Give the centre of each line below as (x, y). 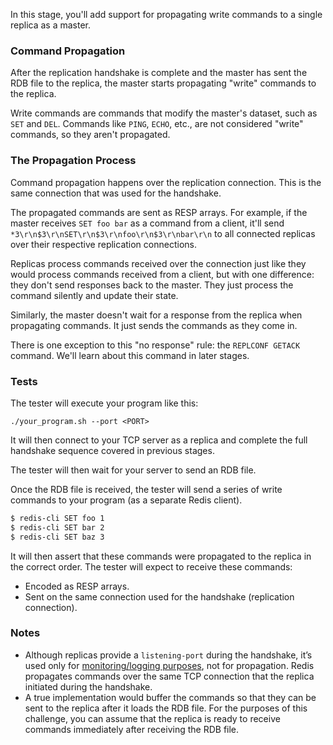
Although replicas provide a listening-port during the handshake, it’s (168, 655)
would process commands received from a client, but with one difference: (162, 274)
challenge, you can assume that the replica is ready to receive (152, 718)
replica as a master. (51, 25)
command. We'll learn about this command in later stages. (130, 355)
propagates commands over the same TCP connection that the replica (169, 676)
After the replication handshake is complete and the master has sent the (159, 73)
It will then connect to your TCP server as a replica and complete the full (159, 440)
